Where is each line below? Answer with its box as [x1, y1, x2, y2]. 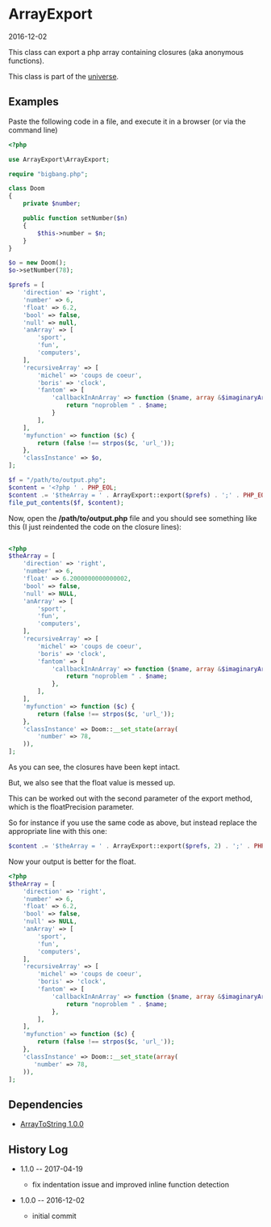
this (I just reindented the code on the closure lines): [8, 522, 181, 531]
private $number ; [23, 200, 81, 208]
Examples [8, 95, 59, 109]
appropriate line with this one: [8, 827, 107, 836]
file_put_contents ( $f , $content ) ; [8, 498, 125, 506]
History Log [8, 1142, 69, 1157]
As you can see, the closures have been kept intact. [8, 762, 181, 772]
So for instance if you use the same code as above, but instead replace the [8, 818, 257, 827]
